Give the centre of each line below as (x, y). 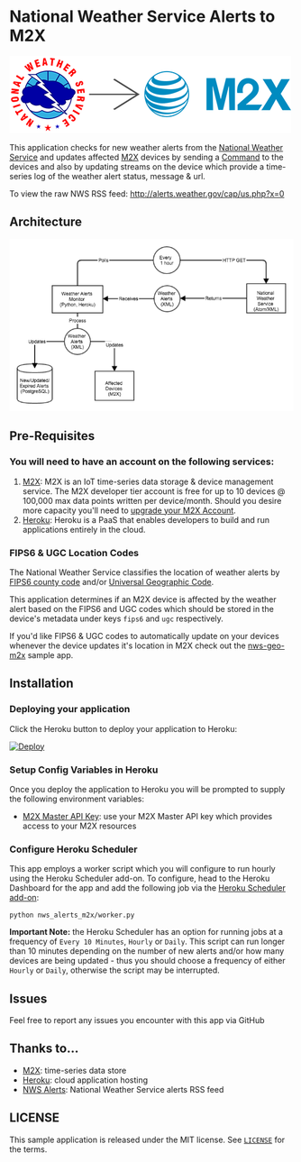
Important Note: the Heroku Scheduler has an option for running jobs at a (146, 932)
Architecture (46, 222)
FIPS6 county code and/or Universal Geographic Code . (112, 581)
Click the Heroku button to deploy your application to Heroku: (123, 728)
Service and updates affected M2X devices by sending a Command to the (146, 157)
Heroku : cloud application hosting (85, 1080)
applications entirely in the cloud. (84, 529)
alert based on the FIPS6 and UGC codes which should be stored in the (142, 608)
